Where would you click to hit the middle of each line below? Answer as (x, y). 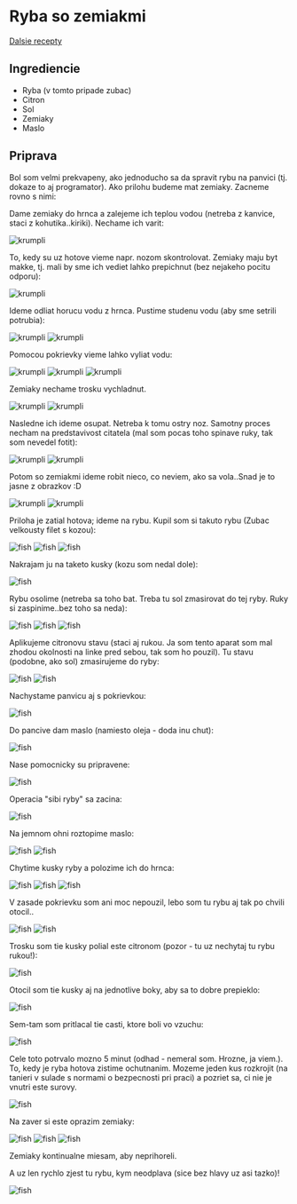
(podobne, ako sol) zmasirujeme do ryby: (84, 661)
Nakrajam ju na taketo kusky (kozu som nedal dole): (104, 564)
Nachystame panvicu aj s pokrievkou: (78, 695)
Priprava (33, 156)
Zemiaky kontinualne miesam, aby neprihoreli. (93, 1155)
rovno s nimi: (33, 196)
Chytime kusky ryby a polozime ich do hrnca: (92, 867)
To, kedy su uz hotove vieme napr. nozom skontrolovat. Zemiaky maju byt (144, 257)
